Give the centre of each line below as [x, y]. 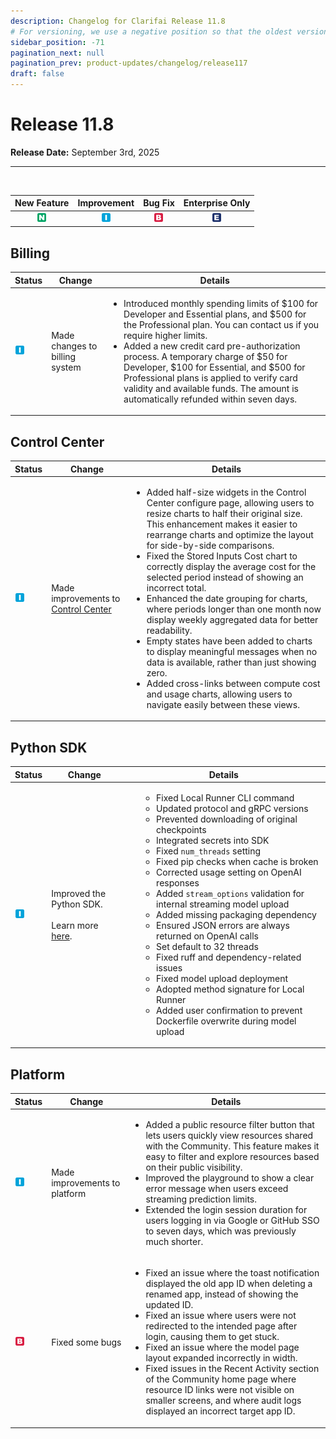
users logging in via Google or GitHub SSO [232, 1220]
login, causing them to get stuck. [212, 1337]
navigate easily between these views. [223, 704]
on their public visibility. [194, 1167]
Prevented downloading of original [227, 819]
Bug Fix [159, 203]
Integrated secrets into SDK [213, 840]
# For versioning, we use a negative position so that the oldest [151, 31]
